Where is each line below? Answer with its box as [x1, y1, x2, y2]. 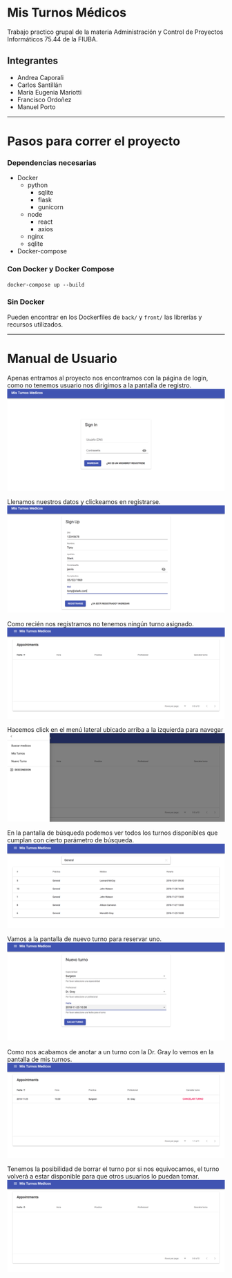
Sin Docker [7, 297, 45, 307]
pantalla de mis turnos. [7, 1055, 72, 1063]
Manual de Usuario [7, 351, 117, 367]
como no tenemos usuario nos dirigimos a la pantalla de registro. [7, 381, 192, 389]
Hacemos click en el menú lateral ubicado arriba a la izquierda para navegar [7, 725, 224, 733]
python [27, 181, 48, 189]
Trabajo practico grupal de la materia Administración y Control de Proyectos [7, 28, 224, 36]
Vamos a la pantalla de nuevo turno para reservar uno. [7, 935, 162, 943]
